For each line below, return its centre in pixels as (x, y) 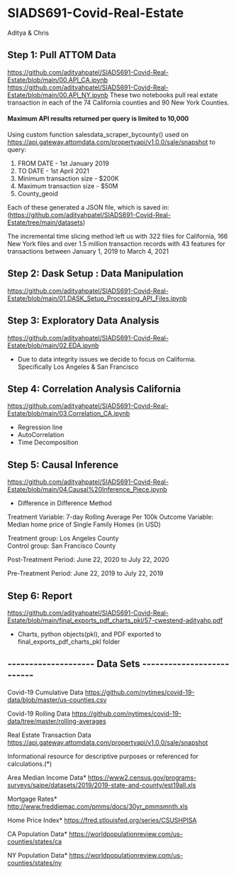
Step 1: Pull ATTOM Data (62, 55)
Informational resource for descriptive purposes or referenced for (103, 756)
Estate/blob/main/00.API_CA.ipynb (58, 80)
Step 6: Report (40, 596)
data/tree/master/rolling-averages (57, 721)
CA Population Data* (37, 833)
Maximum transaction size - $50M (68, 185)
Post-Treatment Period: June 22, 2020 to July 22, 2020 (88, 560)
